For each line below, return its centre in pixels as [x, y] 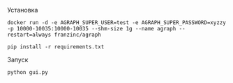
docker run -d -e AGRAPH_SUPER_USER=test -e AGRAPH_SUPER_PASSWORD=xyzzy [117, 23]
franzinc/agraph [77, 35]
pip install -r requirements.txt [56, 47]
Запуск [18, 59]
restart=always [29, 35]
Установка [23, 10]
